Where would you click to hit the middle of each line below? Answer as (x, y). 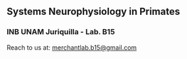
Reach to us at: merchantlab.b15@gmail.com (72, 47)
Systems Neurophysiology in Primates (93, 12)
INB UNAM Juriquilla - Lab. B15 (61, 32)
